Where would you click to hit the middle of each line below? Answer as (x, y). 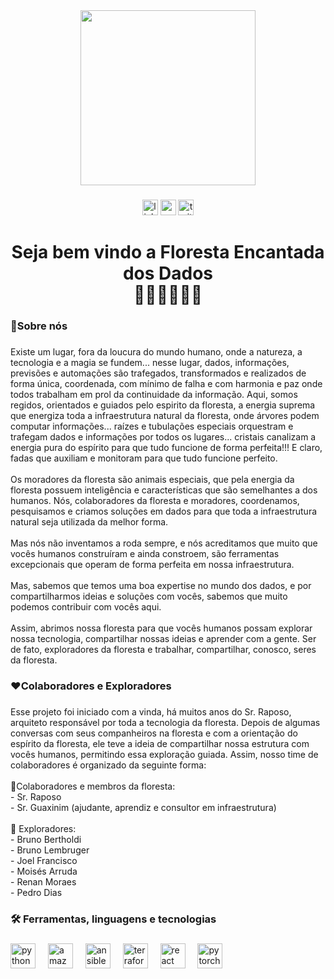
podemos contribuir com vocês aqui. (86, 606)
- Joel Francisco (44, 860)
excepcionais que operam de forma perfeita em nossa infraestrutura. (152, 564)
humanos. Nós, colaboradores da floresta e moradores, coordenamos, (155, 500)
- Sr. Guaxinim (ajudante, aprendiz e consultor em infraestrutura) (143, 807)
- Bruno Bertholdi (46, 839)
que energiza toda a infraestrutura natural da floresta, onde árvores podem (165, 415)
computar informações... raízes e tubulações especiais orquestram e (152, 426)
